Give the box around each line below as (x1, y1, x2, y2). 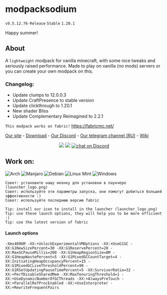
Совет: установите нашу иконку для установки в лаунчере (5, 180, 126, 185)
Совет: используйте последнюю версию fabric (5, 197, 99, 203)
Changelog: (5, 80, 34, 87)
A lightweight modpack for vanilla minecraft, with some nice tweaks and (5, 57, 155, 63)
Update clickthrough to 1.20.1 (12, 102, 72, 108)
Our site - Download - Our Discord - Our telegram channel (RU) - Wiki (5, 132, 149, 138)
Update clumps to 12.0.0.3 (12, 92, 66, 98)
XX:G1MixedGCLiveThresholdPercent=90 (5, 263, 84, 268)
